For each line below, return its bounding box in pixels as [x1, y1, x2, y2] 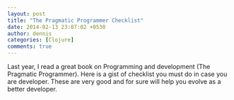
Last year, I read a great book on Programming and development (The [7, 63, 211, 70]
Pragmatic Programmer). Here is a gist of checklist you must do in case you [7, 70, 228, 78]
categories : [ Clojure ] [7, 37, 74, 44]
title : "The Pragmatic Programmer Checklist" [7, 17, 144, 24]
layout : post [7, 10, 46, 18]
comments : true [7, 43, 52, 50]
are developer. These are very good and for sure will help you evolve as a [7, 77, 221, 85]
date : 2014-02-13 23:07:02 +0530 [7, 23, 106, 30]
